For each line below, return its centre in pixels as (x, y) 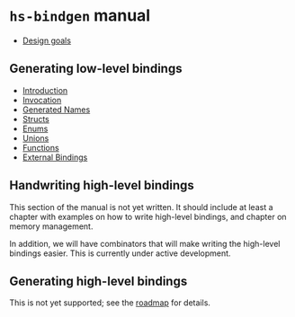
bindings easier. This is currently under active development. (120, 253)
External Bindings (55, 157)
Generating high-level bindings (98, 281)
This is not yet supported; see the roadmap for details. (110, 303)
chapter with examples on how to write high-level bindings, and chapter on (148, 216)
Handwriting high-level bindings (102, 185)
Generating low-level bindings (96, 69)
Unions (36, 138)
